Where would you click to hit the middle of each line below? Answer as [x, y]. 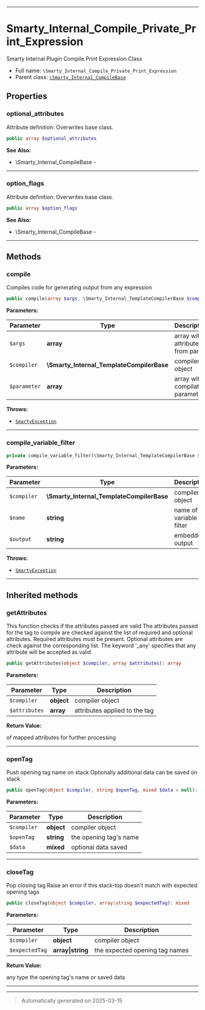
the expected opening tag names [142, 951]
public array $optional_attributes [52, 139]
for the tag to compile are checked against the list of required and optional [100, 632]
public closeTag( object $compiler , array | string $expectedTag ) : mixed [98, 903]
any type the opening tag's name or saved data [66, 978]
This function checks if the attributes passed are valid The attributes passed [102, 626]
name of [186, 511]
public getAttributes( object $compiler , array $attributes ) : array [94, 663]
